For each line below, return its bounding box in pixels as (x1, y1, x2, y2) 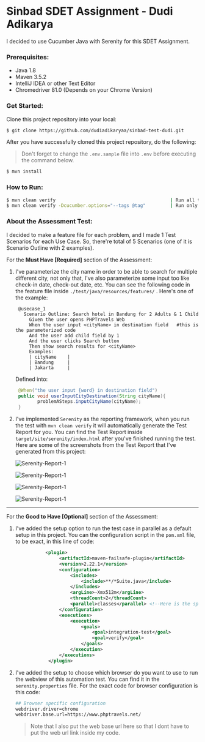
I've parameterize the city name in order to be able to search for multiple (15, 268, 198, 275)
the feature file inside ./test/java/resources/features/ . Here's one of (15, 287, 194, 294)
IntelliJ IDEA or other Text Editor (15, 80, 96, 87)
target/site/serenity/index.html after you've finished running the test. (15, 435, 196, 442)
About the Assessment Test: (6, 217, 93, 226)
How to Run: (6, 183, 44, 192)
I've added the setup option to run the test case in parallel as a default (15, 525, 192, 532)
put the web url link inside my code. (30, 729, 120, 736)
